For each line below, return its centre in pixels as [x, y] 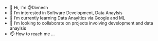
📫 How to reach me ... [32, 34]
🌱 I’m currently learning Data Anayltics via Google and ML [67, 18]
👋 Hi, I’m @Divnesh [29, 8]
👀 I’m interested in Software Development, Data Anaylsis [66, 13]
